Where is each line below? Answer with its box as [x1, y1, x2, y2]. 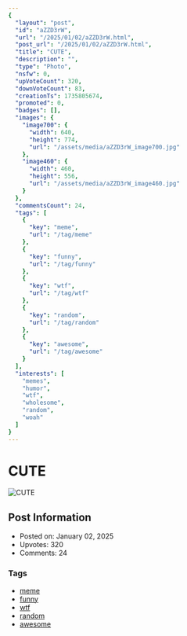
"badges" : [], [15, 107, 61, 115]
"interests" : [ [15, 369, 65, 377]
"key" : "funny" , [28, 252, 82, 260]
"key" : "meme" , [28, 223, 79, 232]
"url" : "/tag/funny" [28, 260, 96, 268]
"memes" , [22, 377, 51, 385]
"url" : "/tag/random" [28, 318, 100, 326]
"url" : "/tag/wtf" [28, 289, 89, 297]
